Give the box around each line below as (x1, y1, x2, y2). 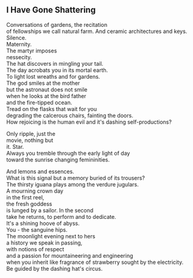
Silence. (6, 34, 27, 41)
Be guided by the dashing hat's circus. (6, 265, 103, 272)
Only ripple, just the (6, 130, 56, 137)
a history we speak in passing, (6, 239, 83, 246)
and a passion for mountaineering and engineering (6, 252, 133, 259)
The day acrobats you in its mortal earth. (6, 66, 108, 74)
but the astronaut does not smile (6, 85, 88, 93)
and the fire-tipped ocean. (6, 99, 72, 106)
